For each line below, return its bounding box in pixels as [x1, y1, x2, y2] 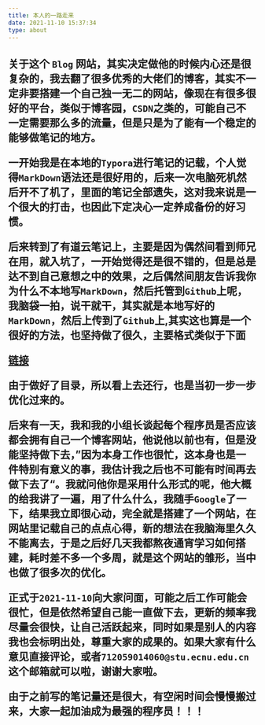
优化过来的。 [8, 393, 71, 407]
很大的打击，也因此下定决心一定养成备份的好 [18, 200, 236, 213]
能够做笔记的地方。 [8, 131, 101, 144]
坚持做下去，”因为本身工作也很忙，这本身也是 [18, 447, 236, 461]
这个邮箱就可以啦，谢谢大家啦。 [8, 664, 164, 678]
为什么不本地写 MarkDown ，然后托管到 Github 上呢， [8, 284, 248, 297]
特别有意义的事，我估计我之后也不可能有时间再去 [18, 462, 256, 476]
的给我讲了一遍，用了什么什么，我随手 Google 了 [8, 492, 237, 506]
